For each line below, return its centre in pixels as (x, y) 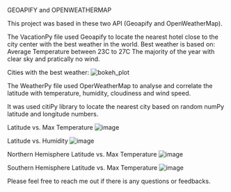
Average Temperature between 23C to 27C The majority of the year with (111, 52)
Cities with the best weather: (48, 72)
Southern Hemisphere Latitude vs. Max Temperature (82, 168)
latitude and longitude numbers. (53, 114)
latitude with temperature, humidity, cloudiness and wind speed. (99, 93)
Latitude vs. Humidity (38, 141)
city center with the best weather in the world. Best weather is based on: (111, 44)
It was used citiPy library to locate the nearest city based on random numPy (116, 106)
